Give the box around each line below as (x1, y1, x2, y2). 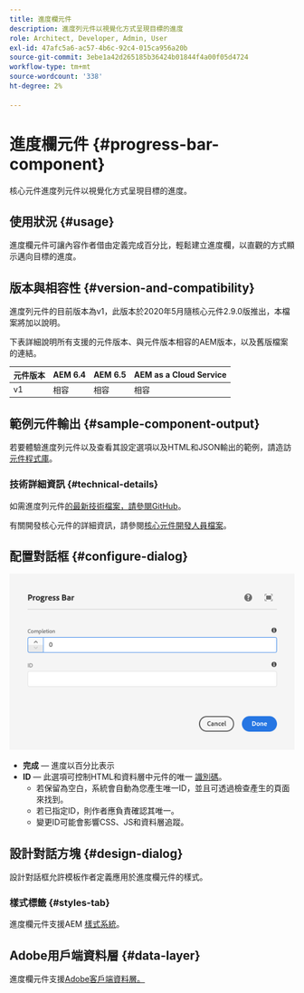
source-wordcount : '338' (9, 72, 103, 82)
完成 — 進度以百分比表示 (22, 760, 115, 771)
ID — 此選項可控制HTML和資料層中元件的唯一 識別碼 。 (22, 771, 227, 783)
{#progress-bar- (91, 134, 220, 154)
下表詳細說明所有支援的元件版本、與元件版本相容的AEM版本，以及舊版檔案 (9, 336, 289, 348)
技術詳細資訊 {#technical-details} (9, 478, 159, 491)
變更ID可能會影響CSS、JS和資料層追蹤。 (35, 816, 189, 828)
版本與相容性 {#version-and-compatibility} (9, 280, 255, 295)
